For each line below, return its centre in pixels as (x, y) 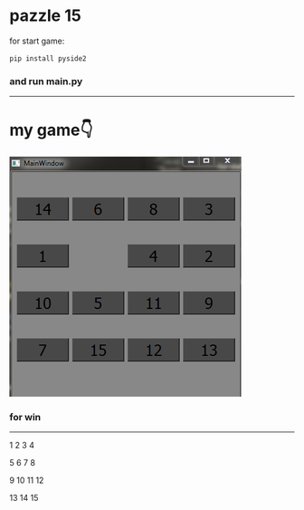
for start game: (37, 41)
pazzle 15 (45, 16)
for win (25, 418)
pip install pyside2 (48, 58)
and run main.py (46, 81)
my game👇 (51, 130)
